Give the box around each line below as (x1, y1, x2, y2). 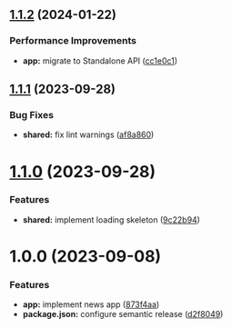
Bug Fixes (9, 109, 55, 121)
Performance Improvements (9, 35, 137, 47)
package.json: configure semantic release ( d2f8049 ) (22, 309, 224, 320)
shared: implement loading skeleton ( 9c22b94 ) (22, 214, 200, 225)
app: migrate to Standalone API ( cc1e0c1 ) (22, 55, 178, 66)
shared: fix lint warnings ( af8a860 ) (22, 129, 155, 140)
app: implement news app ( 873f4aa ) (22, 299, 160, 310)
